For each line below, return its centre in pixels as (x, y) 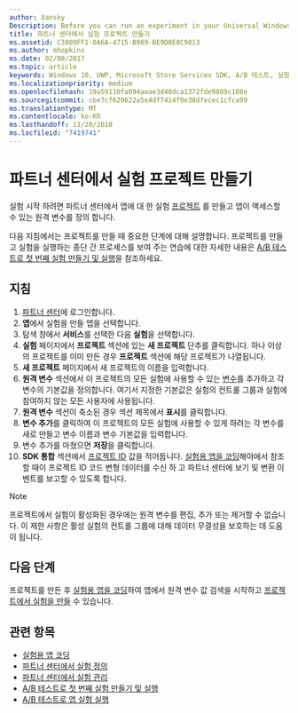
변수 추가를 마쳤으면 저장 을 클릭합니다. (88, 445)
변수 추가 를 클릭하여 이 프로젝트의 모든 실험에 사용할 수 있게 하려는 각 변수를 (153, 423)
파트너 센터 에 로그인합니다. (68, 312)
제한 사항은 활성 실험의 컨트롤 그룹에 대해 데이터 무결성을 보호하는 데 (148, 526)
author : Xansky (37, 17)
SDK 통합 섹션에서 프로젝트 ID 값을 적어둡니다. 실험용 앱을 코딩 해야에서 (145, 456)
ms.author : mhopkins (47, 51)
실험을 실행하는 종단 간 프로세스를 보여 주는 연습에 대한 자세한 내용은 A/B (144, 247)
